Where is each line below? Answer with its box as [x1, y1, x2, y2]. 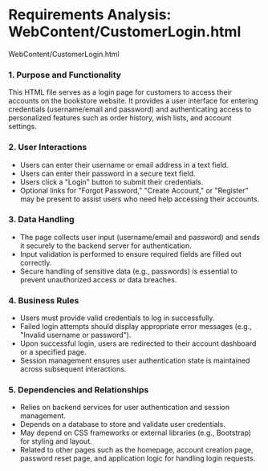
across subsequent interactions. [19, 364, 127, 374]
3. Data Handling [8, 214, 75, 225]
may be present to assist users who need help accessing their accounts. [19, 194, 260, 204]
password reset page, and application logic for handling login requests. [19, 453, 255, 463]
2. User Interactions [8, 142, 87, 153]
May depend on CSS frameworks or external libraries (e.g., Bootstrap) [19, 428, 251, 438]
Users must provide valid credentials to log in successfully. [19, 313, 215, 323]
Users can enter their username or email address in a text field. [19, 160, 229, 169]
